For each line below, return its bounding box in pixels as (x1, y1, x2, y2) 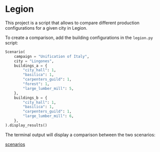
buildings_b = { (14, 95, 48, 100)
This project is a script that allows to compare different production (5, 20, 140, 26)
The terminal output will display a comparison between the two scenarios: (5, 132, 156, 138)
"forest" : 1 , (23, 81, 50, 87)
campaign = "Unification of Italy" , (14, 54, 90, 59)
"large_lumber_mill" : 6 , (23, 114, 74, 119)
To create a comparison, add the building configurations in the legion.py (5, 35, 153, 40)
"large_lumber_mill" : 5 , (23, 86, 74, 91)
